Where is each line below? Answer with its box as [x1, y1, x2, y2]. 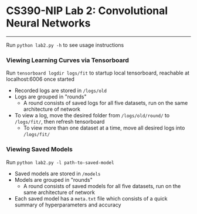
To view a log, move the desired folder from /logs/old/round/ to [14, 112, 170, 119]
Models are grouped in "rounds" [14, 176, 93, 183]
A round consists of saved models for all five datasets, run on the [23, 182, 181, 189]
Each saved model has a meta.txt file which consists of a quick [14, 195, 168, 202]
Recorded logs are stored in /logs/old [14, 87, 107, 94]
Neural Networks [6, 16, 91, 30]
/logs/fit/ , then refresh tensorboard [14, 118, 105, 125]
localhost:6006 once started [6, 76, 75, 83]
